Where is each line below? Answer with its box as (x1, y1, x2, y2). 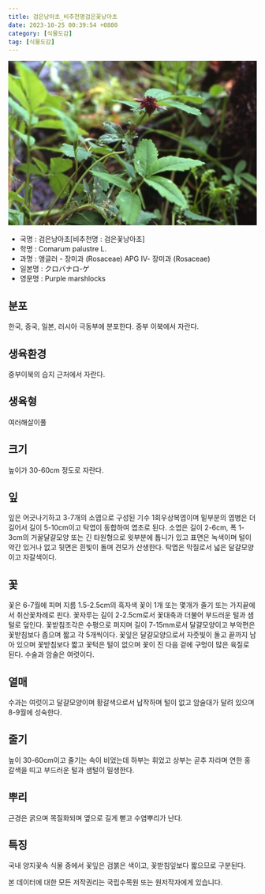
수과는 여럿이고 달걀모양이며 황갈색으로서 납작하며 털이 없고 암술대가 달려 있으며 (8, 698, 255, 707)
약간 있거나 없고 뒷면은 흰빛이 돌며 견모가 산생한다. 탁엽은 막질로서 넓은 (8, 542, 227, 553)
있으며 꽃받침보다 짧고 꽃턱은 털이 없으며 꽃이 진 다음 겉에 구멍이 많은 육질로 (16, 640, 250, 650)
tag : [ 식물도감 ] (8, 38, 55, 46)
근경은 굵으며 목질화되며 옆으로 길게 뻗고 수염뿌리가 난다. (8, 813, 183, 822)
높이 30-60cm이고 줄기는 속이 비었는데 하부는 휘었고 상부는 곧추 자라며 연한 (8, 755, 243, 764)
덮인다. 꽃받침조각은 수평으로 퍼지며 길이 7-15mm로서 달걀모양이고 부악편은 (22, 621, 256, 630)
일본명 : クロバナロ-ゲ (19, 264, 90, 273)
